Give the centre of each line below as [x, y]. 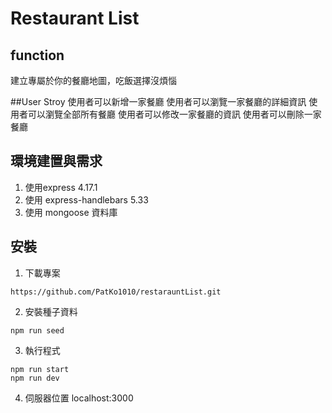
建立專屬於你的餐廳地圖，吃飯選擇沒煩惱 [93, 80]
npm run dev [35, 378]
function [37, 55]
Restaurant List [75, 18]
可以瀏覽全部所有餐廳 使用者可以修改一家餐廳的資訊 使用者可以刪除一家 [174, 114]
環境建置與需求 [56, 161]
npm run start [40, 369]
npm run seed [37, 330]
